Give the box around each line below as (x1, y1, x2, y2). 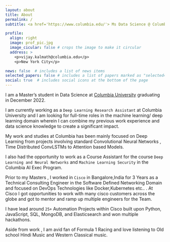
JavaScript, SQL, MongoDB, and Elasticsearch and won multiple (5, 211, 139, 217)
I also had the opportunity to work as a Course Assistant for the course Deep (5, 154, 163, 160)
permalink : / (5, 17, 33, 22)
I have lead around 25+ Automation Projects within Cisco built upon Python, (5, 206, 162, 211)
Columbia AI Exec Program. (5, 165, 62, 170)
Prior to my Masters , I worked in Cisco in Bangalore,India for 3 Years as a (5, 174, 158, 180)
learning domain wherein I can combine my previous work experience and (5, 118, 160, 124)
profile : (5, 31, 24, 36)
